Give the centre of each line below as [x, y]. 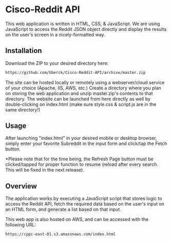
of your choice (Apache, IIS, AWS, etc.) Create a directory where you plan [83, 88]
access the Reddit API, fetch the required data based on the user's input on [85, 204]
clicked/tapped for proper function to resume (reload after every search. [82, 164]
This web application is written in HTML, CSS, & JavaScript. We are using [83, 24]
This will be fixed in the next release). [45, 170]
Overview [21, 186]
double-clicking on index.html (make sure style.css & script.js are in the [81, 104]
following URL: [21, 225]
